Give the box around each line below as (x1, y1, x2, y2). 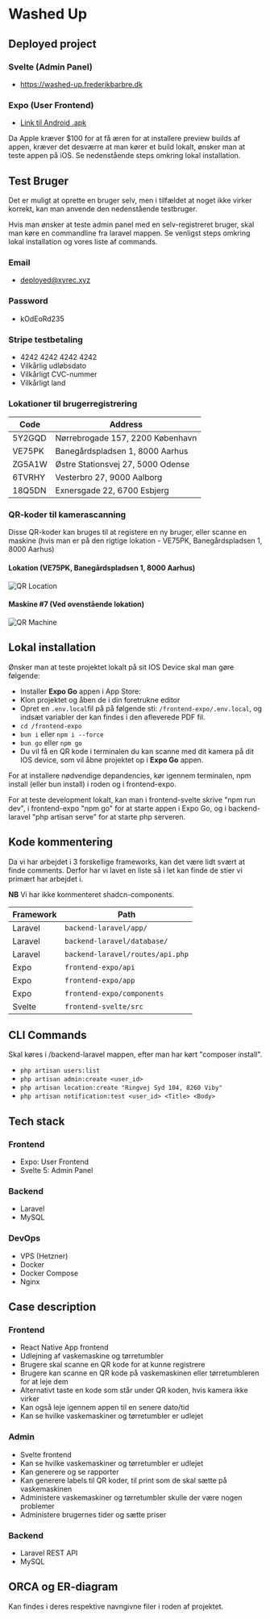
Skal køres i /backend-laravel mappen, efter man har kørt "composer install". (8, 1049, 263, 1059)
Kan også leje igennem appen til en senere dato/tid (19, 1403, 189, 1412)
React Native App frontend (19, 1342, 109, 1352)
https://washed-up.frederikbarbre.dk (19, 79, 143, 89)
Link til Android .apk (19, 118, 87, 127)
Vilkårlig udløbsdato (19, 361, 87, 370)
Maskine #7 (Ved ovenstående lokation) (8, 599, 145, 609)
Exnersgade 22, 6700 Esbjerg (55, 485, 169, 496)
